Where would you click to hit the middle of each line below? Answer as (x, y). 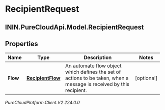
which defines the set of (93, 72)
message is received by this (97, 84)
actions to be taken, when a (97, 78)
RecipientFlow (43, 78)
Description (98, 57)
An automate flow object (93, 66)
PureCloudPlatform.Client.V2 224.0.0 (42, 103)
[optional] (146, 78)
